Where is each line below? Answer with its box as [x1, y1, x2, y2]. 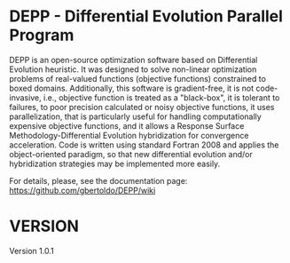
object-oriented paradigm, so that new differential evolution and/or [9, 148, 253, 159]
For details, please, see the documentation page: [9, 175, 188, 186]
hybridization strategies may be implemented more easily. [9, 158, 221, 169]
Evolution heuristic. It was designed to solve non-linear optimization [9, 64, 257, 75]
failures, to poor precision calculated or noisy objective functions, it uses [9, 101, 275, 112]
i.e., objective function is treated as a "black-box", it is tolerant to [43, 92, 280, 103]
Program [9, 25, 74, 45]
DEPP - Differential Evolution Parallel [9, 6, 284, 27]
